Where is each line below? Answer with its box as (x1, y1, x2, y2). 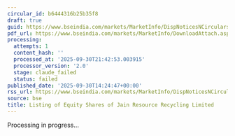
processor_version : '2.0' (13, 62, 90, 69)
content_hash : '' (13, 50, 64, 57)
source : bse (7, 95, 42, 102)
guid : (7, 23, 23, 30)
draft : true (7, 17, 42, 24)
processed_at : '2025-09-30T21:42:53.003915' (13, 56, 145, 63)
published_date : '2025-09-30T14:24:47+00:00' (7, 82, 142, 89)
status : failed (13, 75, 58, 83)
